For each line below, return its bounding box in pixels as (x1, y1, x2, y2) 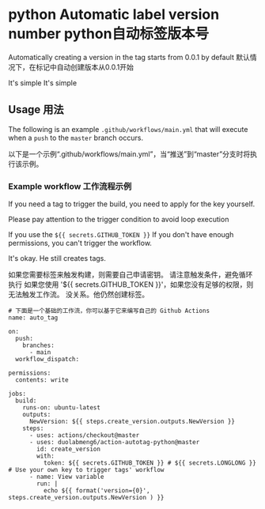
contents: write (15, 376, 69, 384)
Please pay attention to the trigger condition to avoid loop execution (8, 215, 229, 224)
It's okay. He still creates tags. (8, 254, 107, 263)
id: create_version (36, 445, 101, 454)
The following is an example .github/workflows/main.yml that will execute (8, 124, 248, 134)
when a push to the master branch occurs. (8, 133, 144, 142)
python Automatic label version (8, 6, 220, 24)
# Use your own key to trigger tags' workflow (8, 466, 165, 474)
